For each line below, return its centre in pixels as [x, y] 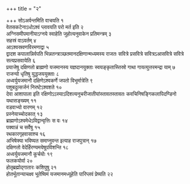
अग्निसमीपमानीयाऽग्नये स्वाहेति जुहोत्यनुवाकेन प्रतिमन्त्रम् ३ [59, 34]
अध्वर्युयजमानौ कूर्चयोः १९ [30, 154]
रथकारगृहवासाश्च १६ [26, 134]
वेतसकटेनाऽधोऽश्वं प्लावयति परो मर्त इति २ [45, 27]
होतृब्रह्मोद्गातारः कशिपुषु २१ [31, 167]
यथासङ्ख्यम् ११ [21, 101]
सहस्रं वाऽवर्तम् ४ [21, 40]
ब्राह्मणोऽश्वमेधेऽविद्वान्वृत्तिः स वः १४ [37, 120]
